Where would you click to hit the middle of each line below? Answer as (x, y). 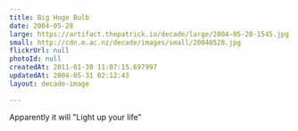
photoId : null (36, 59)
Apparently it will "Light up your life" (76, 117)
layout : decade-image (50, 84)
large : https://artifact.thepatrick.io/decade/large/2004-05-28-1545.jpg (149, 34)
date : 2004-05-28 (41, 26)
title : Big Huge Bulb (50, 17)
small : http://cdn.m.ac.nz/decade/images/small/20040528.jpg (125, 42)
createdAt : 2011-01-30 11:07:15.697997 (83, 68)
